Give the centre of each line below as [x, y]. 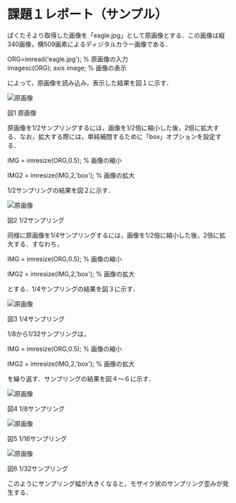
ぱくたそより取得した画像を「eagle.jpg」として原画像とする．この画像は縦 [116, 35]
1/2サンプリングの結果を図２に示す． [61, 190]
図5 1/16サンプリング [37, 438]
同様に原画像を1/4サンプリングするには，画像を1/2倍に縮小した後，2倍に [113, 235]
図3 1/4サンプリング [36, 318]
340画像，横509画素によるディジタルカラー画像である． [89, 44]
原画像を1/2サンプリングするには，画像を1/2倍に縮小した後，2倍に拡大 [110, 128]
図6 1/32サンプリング [38, 468]
